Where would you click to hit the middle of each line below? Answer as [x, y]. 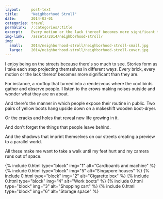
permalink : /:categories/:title [39, 28]
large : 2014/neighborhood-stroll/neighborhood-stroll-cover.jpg [79, 50]
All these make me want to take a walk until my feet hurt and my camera [77, 151]
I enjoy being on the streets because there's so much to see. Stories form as [81, 64]
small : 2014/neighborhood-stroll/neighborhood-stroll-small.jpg [79, 46]
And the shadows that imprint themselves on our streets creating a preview [80, 137]
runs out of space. [24, 156]
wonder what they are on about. [37, 94]
